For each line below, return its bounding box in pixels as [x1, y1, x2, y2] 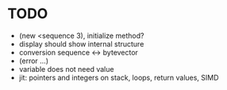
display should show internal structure [18, 39, 144, 48]
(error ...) [18, 56, 49, 66]
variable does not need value [18, 64, 114, 73]
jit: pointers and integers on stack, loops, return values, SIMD [18, 73, 219, 82]
